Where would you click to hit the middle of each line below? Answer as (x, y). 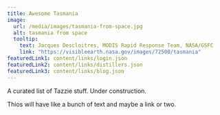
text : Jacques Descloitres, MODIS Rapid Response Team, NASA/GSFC (117, 45)
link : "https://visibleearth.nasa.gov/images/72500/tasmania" (110, 52)
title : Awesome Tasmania (43, 13)
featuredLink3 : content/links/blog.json (66, 71)
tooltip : (26, 39)
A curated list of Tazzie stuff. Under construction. (77, 91)
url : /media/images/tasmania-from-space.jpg (78, 26)
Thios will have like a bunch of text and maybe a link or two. (92, 104)
